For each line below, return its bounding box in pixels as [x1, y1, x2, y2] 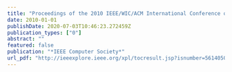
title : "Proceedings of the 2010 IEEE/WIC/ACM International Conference [7, 10, 221, 17]
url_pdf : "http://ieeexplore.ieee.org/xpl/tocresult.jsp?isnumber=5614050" [7, 55, 230, 62]
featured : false [7, 42, 54, 49]
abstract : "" [7, 36, 45, 43]
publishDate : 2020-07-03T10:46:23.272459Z [7, 23, 131, 29]
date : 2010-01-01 [7, 16, 57, 23]
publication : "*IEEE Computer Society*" [7, 49, 126, 56]
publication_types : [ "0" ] [7, 29, 81, 36]
